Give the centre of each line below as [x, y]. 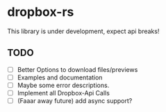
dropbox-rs [41, 12]
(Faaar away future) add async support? [75, 101]
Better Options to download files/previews [77, 69]
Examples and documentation [60, 77]
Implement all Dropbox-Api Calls [63, 93]
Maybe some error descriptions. [63, 85]
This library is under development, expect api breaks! [83, 31]
